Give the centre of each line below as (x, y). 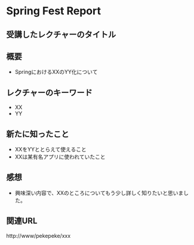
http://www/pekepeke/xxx (39, 235)
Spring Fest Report (54, 11)
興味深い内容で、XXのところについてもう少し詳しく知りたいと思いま (99, 193)
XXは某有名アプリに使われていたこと (60, 157)
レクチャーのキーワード (49, 93)
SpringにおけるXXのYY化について (56, 72)
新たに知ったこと (38, 134)
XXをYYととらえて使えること (50, 150)
